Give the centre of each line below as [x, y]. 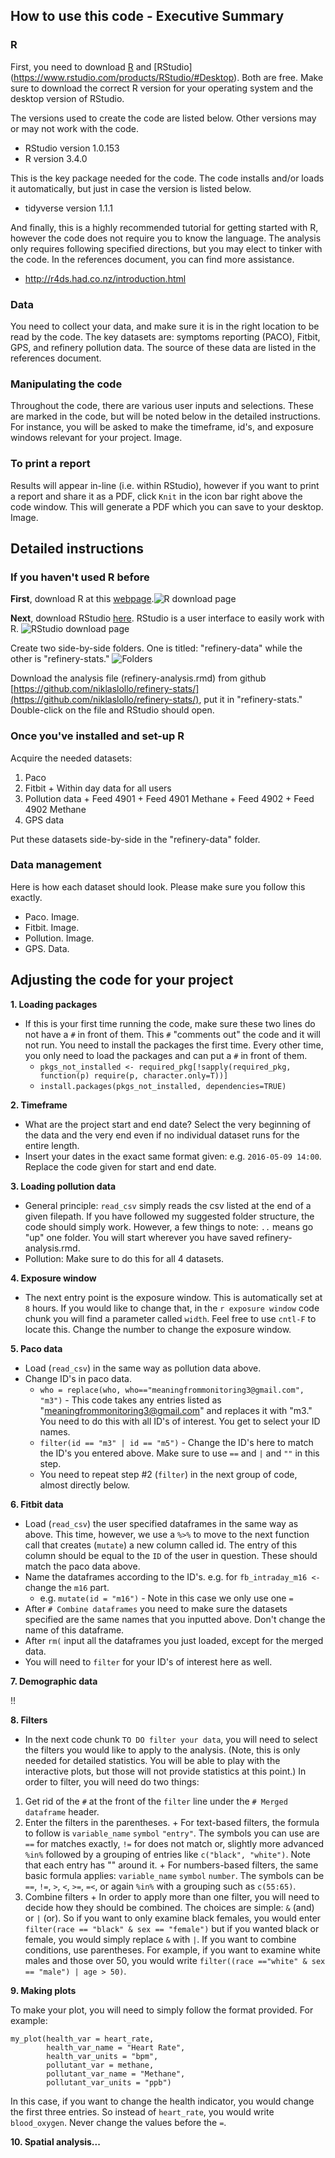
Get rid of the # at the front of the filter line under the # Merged [156, 1801]
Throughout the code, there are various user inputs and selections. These [162, 406]
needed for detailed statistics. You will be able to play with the [152, 1760]
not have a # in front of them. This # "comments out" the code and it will [172, 1034]
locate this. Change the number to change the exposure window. [158, 1329]
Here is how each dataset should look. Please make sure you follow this [158, 886]
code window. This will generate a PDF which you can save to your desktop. [167, 506]
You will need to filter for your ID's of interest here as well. [148, 1661]
